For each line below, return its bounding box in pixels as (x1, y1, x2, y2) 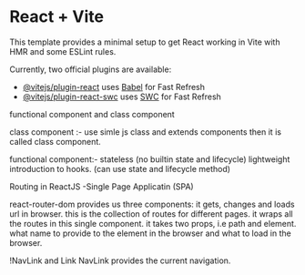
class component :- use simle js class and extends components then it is (9, 126, 282, 137)
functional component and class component (9, 108, 175, 119)
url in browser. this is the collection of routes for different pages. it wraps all (9, 208, 293, 219)
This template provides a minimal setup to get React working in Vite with (9, 36, 280, 47)
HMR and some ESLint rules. (9, 46, 117, 56)
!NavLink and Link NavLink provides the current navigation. (9, 255, 231, 266)
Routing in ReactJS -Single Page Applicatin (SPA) (9, 180, 194, 192)
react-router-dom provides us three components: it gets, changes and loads (9, 199, 295, 209)
